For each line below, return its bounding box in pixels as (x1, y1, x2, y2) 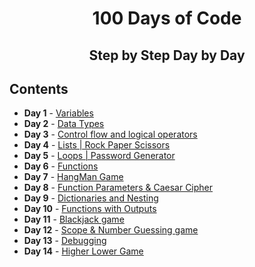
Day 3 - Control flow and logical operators (23, 128, 198, 141)
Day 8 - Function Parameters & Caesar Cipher (23, 182, 214, 194)
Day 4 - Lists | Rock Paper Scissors (23, 139, 171, 151)
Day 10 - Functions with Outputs (23, 203, 157, 215)
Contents (9, 80, 69, 97)
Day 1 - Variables (23, 107, 94, 119)
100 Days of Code (92, 7, 242, 30)
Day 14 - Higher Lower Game (23, 245, 144, 257)
